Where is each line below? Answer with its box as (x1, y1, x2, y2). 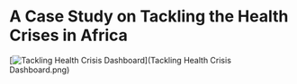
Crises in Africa (9, 25, 129, 46)
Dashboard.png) (9, 64, 70, 75)
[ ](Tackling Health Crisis (9, 55, 232, 65)
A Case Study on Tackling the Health (9, 6, 289, 27)
